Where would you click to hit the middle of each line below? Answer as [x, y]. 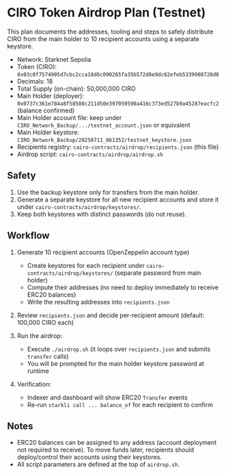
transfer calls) [48, 356]
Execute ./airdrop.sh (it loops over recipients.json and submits [119, 349]
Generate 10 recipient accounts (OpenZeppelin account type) [103, 252]
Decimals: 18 [35, 81]
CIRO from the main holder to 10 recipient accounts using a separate [103, 38]
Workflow [28, 235]
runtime [38, 371]
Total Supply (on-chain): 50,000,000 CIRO [76, 88]
